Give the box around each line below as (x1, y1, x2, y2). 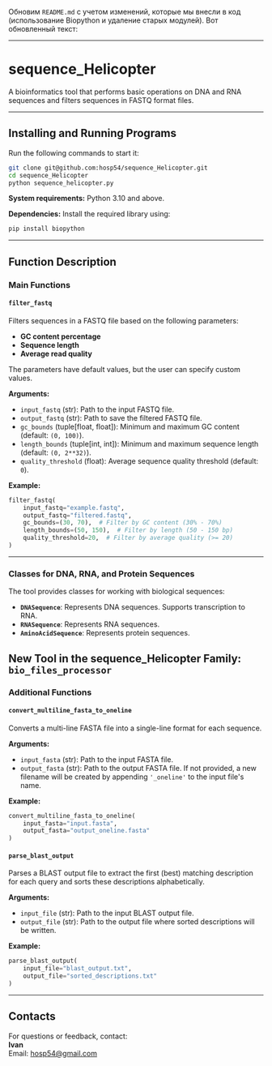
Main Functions (8, 279, 71, 290)
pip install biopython (8, 225, 85, 233)
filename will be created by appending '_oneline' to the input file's (19, 772, 244, 781)
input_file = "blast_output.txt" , (23, 965, 132, 973)
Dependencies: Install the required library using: (8, 209, 171, 219)
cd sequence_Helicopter (8, 171, 89, 179)
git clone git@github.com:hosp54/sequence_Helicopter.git (8, 164, 208, 172)
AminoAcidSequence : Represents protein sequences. (19, 628, 190, 638)
